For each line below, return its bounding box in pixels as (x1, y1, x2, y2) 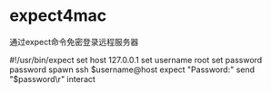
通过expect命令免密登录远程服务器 (9, 36, 139, 47)
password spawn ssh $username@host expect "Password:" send (9, 64, 256, 75)
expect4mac (9, 5, 107, 26)
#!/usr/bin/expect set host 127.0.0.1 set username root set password (9, 54, 263, 65)
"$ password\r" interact (9, 73, 95, 84)
